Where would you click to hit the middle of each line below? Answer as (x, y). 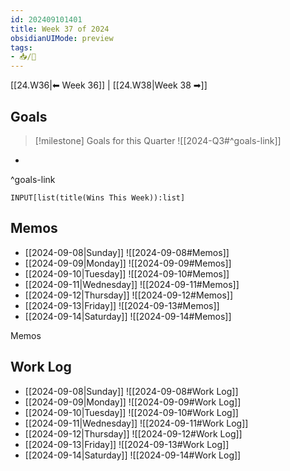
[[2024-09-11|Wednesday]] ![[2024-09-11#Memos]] (132, 284)
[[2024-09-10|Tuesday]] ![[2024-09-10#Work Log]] (131, 412)
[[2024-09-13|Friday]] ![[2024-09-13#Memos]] (122, 305)
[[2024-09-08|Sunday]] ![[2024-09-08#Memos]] (127, 252)
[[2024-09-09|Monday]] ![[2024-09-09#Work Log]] (133, 402)
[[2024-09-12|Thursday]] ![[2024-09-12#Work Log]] (133, 433)
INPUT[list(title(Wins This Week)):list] (98, 197)
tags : (21, 47)
